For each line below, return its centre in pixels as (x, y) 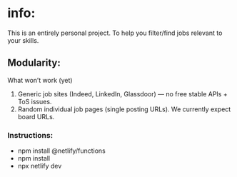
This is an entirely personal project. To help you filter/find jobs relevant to (115, 33)
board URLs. (36, 116)
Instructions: (30, 135)
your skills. (23, 40)
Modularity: (34, 63)
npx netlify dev (40, 166)
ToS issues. (35, 101)
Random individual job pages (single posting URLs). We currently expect (124, 109)
